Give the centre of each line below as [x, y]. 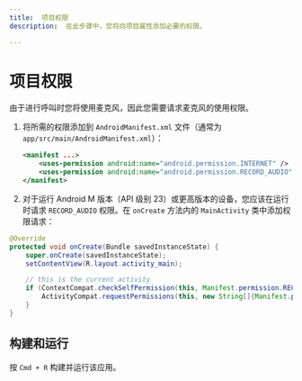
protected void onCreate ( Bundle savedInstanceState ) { [114, 247]
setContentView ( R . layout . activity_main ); [104, 263]
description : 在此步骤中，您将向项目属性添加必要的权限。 [108, 26]
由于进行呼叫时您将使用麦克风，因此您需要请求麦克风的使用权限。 [131, 108]
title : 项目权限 [39, 18]
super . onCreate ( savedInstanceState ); [96, 255]
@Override [28, 238]
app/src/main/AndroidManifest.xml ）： [93, 138]
